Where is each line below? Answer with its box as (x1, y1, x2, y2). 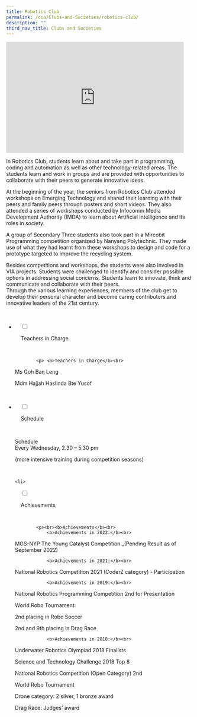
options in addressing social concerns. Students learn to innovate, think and (6, 274, 191, 282)
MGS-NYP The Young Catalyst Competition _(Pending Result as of (14, 540, 176, 547)
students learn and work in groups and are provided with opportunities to (6, 170, 185, 178)
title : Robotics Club (6, 8, 60, 15)
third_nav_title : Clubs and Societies (6, 25, 102, 31)
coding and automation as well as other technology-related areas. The (6, 164, 177, 171)
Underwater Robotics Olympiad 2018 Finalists (14, 647, 126, 654)
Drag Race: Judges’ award (14, 705, 80, 712)
